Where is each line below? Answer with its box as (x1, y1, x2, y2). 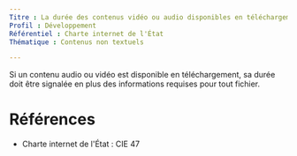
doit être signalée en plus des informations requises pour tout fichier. (9, 78, 261, 89)
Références (9, 109, 95, 130)
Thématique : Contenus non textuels (9, 37, 144, 47)
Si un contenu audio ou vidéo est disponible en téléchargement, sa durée (9, 70, 276, 80)
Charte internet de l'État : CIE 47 (21, 138, 140, 150)
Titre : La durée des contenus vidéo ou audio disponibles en (9, 12, 243, 22)
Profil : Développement (9, 21, 97, 30)
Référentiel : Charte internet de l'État (9, 29, 164, 38)
